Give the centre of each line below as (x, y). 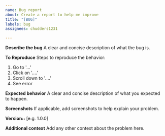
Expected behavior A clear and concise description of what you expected (83, 93)
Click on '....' (25, 73)
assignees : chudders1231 (31, 29)
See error (23, 84)
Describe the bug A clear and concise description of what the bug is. (78, 48)
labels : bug (18, 24)
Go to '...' (22, 67)
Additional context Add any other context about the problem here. (75, 128)
